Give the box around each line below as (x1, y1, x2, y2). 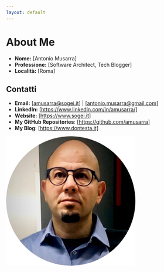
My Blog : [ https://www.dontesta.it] (14, 125, 99, 132)
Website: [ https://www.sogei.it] (14, 112, 91, 120)
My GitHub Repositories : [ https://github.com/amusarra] (14, 118, 151, 125)
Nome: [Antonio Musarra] (14, 55, 77, 62)
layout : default (6, 9, 46, 15)
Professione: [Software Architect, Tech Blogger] (14, 61, 132, 68)
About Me (6, 35, 55, 49)
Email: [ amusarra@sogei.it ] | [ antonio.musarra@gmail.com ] (14, 100, 159, 107)
